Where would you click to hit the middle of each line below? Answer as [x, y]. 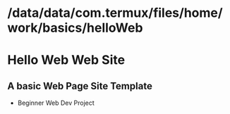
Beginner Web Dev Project [56, 103]
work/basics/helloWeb [75, 28]
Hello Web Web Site [66, 60]
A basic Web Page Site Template [80, 86]
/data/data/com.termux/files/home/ [115, 13]
